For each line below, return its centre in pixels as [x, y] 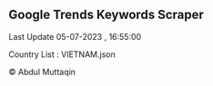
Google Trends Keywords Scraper [106, 15]
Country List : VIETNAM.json [62, 54]
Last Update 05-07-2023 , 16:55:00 [75, 36]
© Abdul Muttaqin [42, 72]
